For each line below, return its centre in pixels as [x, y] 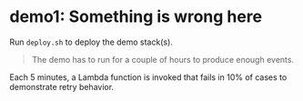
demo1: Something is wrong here [136, 17]
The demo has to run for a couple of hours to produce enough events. [162, 59]
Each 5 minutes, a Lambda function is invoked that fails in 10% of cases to [148, 77]
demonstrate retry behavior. [62, 86]
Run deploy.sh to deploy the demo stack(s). [91, 42]
